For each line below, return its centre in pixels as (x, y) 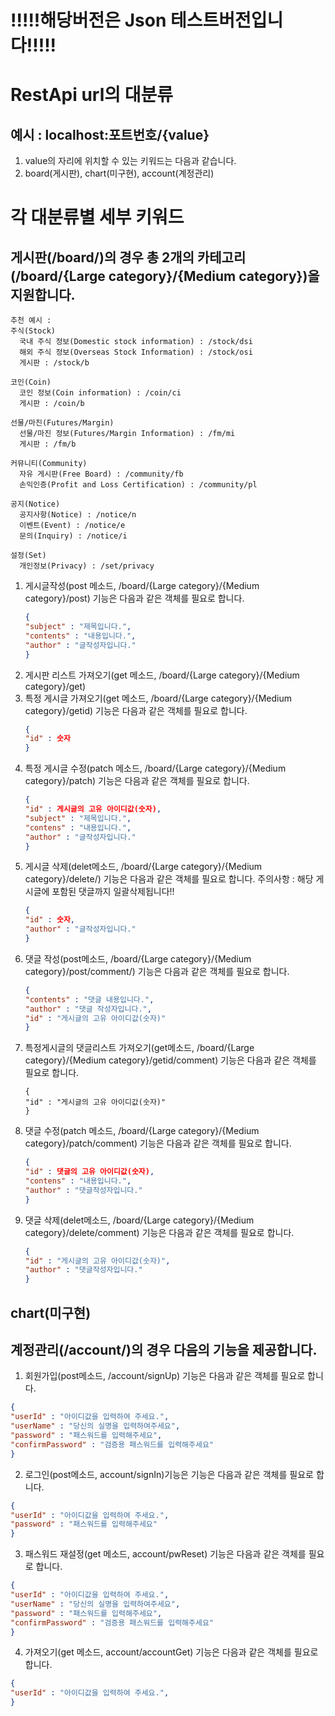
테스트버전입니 (227, 20)
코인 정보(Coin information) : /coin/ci (100, 393)
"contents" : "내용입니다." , (80, 636)
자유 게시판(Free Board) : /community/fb (101, 474)
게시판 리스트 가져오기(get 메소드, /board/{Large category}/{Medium (162, 675)
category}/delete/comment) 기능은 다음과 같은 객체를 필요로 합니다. (159, 1232)
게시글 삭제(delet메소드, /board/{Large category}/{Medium (143, 867)
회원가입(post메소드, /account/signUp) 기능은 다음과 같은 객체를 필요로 (165, 1376)
